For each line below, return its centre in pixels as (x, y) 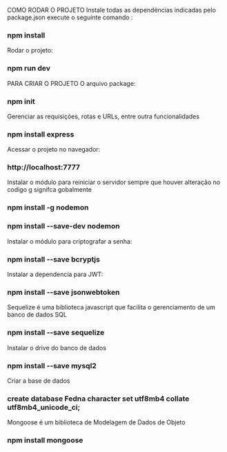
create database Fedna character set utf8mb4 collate (98, 399)
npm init (21, 101)
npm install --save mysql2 (52, 365)
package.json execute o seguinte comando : (70, 17)
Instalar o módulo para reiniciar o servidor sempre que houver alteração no (114, 182)
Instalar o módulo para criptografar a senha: (70, 241)
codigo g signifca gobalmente (49, 190)
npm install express (41, 134)
